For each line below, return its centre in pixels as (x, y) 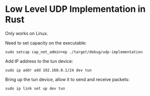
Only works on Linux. (27, 33)
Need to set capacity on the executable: (46, 43)
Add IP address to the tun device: (39, 61)
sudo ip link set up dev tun (35, 88)
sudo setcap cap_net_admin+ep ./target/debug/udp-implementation (74, 52)
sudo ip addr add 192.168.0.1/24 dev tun (49, 70)
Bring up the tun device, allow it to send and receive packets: (67, 79)
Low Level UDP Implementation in (75, 9)
